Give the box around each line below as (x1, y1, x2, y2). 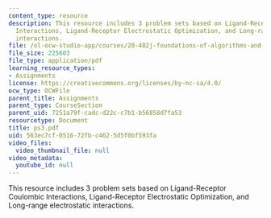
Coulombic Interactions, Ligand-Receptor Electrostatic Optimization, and (8, 192, 249, 202)
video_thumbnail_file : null (15, 146, 110, 154)
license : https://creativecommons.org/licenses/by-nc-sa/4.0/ (8, 79, 222, 87)
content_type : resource (8, 11, 89, 20)
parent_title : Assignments (8, 94, 99, 102)
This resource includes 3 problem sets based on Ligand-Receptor (8, 183, 227, 193)
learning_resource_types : (8, 64, 95, 72)
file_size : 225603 (8, 49, 70, 57)
